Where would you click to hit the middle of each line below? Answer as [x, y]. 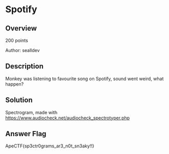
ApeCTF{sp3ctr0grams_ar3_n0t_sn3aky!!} [50, 146]
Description [24, 67]
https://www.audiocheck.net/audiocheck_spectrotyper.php [68, 118]
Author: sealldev [23, 50]
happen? [15, 84]
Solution [19, 100]
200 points [17, 40]
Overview [21, 28]
